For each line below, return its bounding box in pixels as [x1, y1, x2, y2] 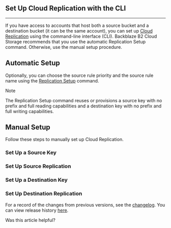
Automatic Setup [5, 59, 60, 68]
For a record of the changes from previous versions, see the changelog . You [5, 202, 165, 208]
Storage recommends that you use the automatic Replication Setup [5, 38, 146, 45]
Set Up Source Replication [5, 163, 71, 170]
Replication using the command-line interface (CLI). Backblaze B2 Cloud [5, 33, 157, 39]
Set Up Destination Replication [5, 190, 82, 197]
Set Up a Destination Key [5, 177, 68, 184]
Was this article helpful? [5, 217, 56, 223]
